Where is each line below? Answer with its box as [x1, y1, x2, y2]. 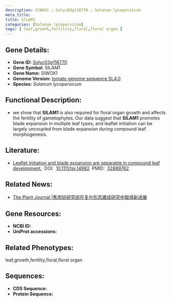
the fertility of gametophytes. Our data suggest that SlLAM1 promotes [12, 115, 160, 121]
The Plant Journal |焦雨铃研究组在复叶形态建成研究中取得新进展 [12, 194, 147, 200]
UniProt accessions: [12, 229, 57, 235]
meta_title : [5, 12, 31, 17]
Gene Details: [5, 46, 50, 54]
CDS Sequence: [12, 285, 48, 291]
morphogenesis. [12, 131, 48, 137]
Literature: [5, 146, 40, 155]
